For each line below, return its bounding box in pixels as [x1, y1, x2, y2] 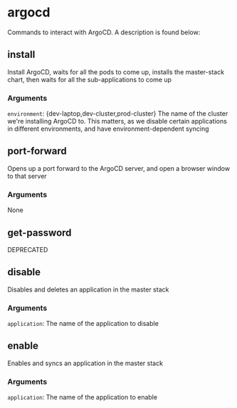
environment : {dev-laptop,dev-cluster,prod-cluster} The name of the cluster [7, 109, 228, 118]
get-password [7, 227, 72, 239]
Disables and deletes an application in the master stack [7, 285, 169, 294]
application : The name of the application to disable [7, 319, 159, 328]
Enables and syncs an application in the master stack [7, 359, 164, 367]
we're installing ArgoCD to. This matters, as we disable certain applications [7, 117, 228, 126]
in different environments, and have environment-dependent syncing [7, 124, 209, 133]
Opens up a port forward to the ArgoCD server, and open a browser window [7, 164, 230, 172]
